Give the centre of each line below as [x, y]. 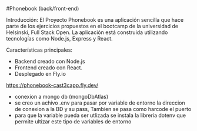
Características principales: [39, 50]
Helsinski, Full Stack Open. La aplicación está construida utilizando [87, 32]
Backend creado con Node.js [50, 61]
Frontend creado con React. [49, 68]
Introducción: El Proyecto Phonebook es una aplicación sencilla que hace [95, 20]
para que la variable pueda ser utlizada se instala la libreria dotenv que [100, 115]
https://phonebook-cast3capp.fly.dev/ [52, 85]
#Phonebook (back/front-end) [43, 9]
